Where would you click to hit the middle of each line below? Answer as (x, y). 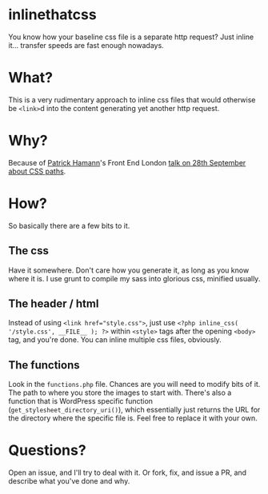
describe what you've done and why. (69, 481)
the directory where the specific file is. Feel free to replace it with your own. (133, 418)
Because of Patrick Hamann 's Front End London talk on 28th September (127, 162)
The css (29, 251)
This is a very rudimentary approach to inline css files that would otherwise (132, 100)
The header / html (54, 303)
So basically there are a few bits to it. (69, 225)
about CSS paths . (37, 171)
